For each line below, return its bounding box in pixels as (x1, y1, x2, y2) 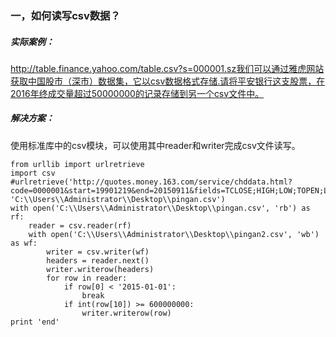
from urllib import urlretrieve (10, 159, 145, 169)
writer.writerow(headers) (46, 264, 155, 274)
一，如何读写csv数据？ (10, 8, 121, 22)
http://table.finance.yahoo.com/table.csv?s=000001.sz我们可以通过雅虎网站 (10, 62, 325, 74)
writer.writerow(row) (81, 308, 172, 318)
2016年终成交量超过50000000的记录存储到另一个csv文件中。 (10, 87, 265, 99)
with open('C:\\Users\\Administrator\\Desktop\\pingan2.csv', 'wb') (28, 229, 320, 239)
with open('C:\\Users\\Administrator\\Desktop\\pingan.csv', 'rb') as (10, 203, 311, 213)
